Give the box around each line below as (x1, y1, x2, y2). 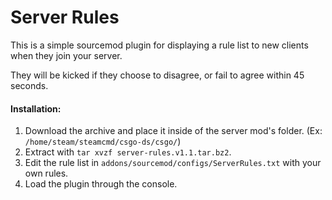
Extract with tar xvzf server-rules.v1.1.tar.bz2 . (24, 146, 232, 158)
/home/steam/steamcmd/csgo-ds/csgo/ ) (24, 136, 182, 148)
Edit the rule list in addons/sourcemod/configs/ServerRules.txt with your (24, 157, 322, 169)
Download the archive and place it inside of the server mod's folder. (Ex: (24, 125, 323, 137)
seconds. (10, 79, 49, 91)
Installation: (10, 102, 62, 115)
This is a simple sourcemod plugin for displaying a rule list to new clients (10, 39, 309, 51)
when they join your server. (10, 49, 123, 61)
